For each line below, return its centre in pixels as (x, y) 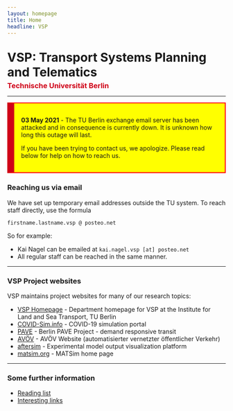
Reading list (34, 393)
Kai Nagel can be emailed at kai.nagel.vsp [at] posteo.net (103, 249)
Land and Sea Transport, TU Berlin (67, 317)
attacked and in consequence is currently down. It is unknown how (117, 128)
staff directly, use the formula (49, 210)
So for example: (30, 236)
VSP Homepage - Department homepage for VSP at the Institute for (114, 309)
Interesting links (40, 401)
